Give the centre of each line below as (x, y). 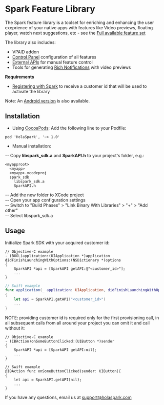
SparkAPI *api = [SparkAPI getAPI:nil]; (55, 350)
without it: (15, 328)
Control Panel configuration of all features (54, 57)
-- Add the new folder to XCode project (44, 195)
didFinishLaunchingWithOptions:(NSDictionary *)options (63, 260)
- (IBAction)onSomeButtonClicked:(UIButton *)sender (60, 341)
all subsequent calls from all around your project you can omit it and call (77, 323)
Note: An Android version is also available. (48, 101)
